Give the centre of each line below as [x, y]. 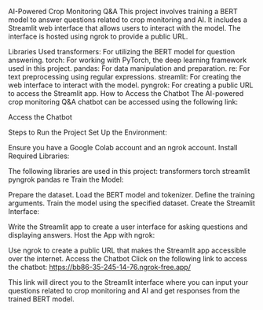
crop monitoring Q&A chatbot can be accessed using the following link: [123, 102]
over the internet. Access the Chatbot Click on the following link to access [128, 258]
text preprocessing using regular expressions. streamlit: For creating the [125, 77]
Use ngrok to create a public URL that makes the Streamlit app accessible [127, 250]
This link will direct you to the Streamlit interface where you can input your [128, 282]
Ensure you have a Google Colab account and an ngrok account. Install [123, 148]
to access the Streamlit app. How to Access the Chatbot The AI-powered [126, 93]
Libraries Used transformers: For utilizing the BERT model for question [122, 52]
